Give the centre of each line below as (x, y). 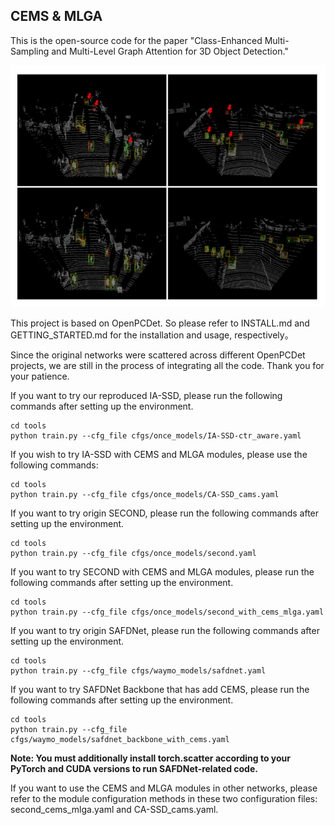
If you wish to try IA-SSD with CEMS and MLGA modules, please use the (159, 454)
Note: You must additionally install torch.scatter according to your (150, 758)
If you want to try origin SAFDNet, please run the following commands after (165, 630)
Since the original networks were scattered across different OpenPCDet (158, 355)
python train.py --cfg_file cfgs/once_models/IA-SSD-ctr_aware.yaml (156, 435)
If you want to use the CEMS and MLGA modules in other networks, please (164, 788)
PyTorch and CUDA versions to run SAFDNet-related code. (134, 768)
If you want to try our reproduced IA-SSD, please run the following (146, 395)
